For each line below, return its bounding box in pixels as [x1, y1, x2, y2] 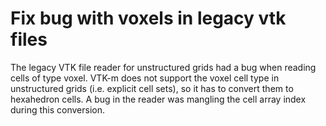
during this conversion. [10, 103, 105, 116]
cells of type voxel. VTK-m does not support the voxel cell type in [10, 72, 280, 84]
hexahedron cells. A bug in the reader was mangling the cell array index [10, 93, 307, 105]
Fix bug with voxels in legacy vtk [10, 7, 287, 30]
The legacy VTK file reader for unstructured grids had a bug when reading [10, 61, 317, 73]
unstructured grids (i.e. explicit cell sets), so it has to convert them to [10, 82, 294, 94]
